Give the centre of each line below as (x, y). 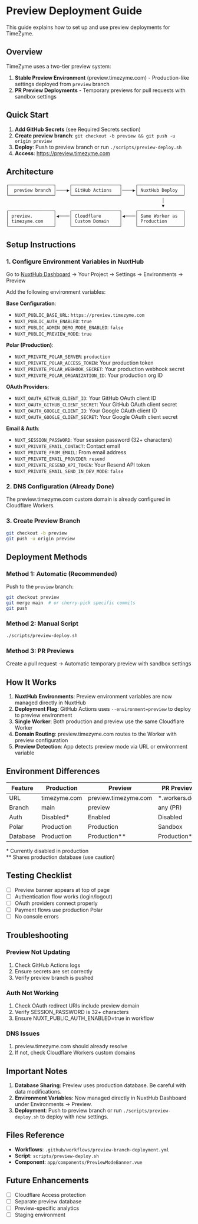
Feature (22, 787)
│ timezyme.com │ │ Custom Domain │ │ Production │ (96, 221)
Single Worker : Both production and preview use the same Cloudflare (99, 721)
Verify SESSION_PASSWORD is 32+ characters (72, 1012)
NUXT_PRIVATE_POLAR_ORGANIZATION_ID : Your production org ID (89, 375)
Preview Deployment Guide (74, 11)
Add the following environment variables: (56, 292)
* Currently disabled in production (47, 851)
